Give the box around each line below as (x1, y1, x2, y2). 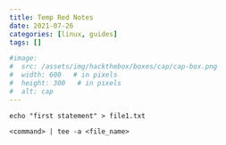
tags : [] (9, 37, 42, 47)
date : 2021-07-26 (9, 21, 74, 30)
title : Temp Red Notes (9, 12, 94, 22)
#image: (9, 54, 38, 63)
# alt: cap (9, 86, 54, 96)
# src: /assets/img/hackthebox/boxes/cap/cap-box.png (9, 62, 218, 71)
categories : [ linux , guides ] (9, 29, 118, 38)
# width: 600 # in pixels (9, 70, 118, 80)
